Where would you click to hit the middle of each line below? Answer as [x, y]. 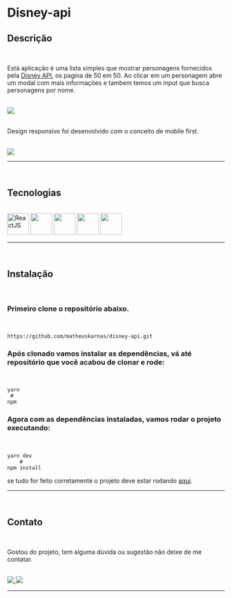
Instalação [30, 274]
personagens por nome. [41, 90]
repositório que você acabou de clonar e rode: [86, 362]
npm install [24, 467]
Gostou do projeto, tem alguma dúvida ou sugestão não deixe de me [105, 552]
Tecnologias [34, 193]
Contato [25, 522]
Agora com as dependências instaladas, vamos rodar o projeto [114, 419]
